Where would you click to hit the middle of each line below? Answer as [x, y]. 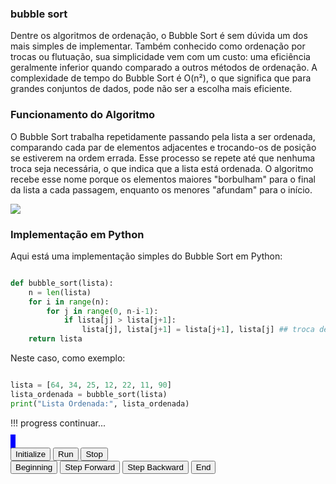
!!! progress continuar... [58, 423]
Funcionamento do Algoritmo [83, 115]
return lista [55, 339]
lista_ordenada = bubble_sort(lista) [89, 394]
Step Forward [90, 467]
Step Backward [155, 467]
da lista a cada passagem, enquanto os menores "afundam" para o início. [161, 189]
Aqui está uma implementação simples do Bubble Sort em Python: [146, 256]
